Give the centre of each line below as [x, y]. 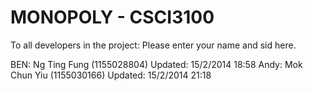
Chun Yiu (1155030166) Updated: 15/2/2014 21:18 [111, 75]
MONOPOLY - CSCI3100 [112, 17]
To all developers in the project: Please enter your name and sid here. [153, 45]
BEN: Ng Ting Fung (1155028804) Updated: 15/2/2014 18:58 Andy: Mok [156, 64]
